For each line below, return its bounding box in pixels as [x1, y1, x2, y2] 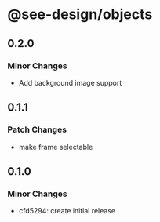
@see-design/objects [7, 5, 153, 24]
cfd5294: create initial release [18, 206, 115, 216]
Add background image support [18, 78, 122, 87]
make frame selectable [18, 142, 93, 151]
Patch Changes [7, 124, 67, 135]
